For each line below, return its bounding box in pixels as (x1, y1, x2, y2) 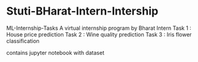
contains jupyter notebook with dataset (6, 49, 105, 56)
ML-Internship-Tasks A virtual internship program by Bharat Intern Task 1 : (6, 24, 192, 32)
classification (6, 37, 40, 44)
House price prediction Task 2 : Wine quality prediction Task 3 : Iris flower (6, 30, 192, 38)
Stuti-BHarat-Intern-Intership (6, 4, 158, 18)
